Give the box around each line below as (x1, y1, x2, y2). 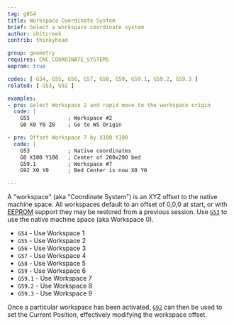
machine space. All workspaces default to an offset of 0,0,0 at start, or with (7, 200, 228, 209)
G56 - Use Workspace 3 (17, 244, 87, 252)
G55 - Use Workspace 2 (17, 237, 87, 245)
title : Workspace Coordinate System (7, 17, 116, 24)
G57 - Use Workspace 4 (17, 252, 87, 260)
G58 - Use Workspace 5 (17, 259, 87, 268)
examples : (7, 95, 37, 102)
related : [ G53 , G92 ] (7, 82, 74, 89)
